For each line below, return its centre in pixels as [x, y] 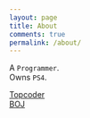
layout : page [33, 17]
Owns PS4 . [28, 78]
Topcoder [27, 95]
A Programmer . [34, 68]
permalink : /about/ [45, 42]
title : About [33, 26]
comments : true [37, 34]
